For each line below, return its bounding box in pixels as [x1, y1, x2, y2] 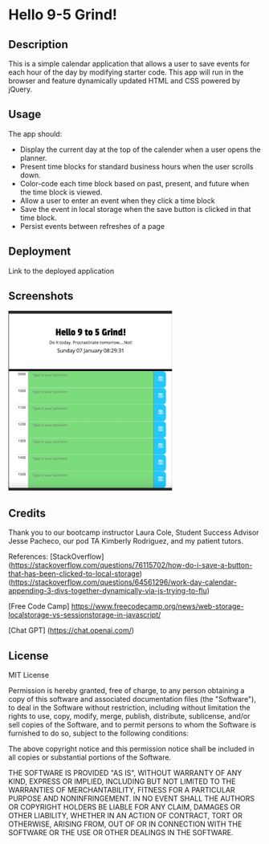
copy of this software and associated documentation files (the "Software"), [8, 695, 257, 704]
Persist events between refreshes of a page [19, 221, 165, 230]
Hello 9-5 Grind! [8, 6, 118, 24]
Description [8, 38, 68, 51]
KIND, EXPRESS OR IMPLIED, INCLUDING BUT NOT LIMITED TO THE [8, 777, 236, 786]
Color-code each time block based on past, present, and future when [19, 178, 250, 188]
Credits [8, 506, 47, 520]
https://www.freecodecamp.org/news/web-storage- [71, 601, 244, 611]
